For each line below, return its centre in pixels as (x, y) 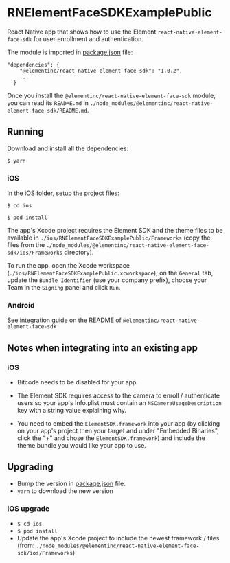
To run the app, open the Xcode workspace (69, 266)
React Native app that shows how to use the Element (82, 32)
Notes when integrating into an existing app (102, 348)
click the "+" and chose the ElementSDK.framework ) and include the (111, 438)
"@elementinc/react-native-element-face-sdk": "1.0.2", (101, 71)
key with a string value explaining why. (72, 411)
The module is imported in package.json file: (70, 52)
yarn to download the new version (65, 491)
